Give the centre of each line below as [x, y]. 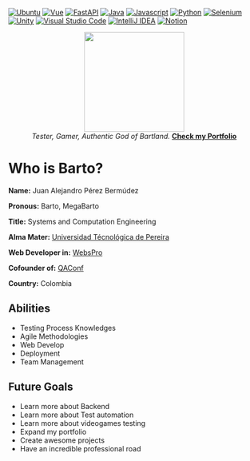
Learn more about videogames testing [83, 423]
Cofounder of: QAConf [46, 268]
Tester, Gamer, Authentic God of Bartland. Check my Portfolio [134, 136]
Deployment [40, 353]
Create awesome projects [62, 440]
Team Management [52, 362]
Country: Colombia [40, 283]
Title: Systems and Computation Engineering [82, 221]
